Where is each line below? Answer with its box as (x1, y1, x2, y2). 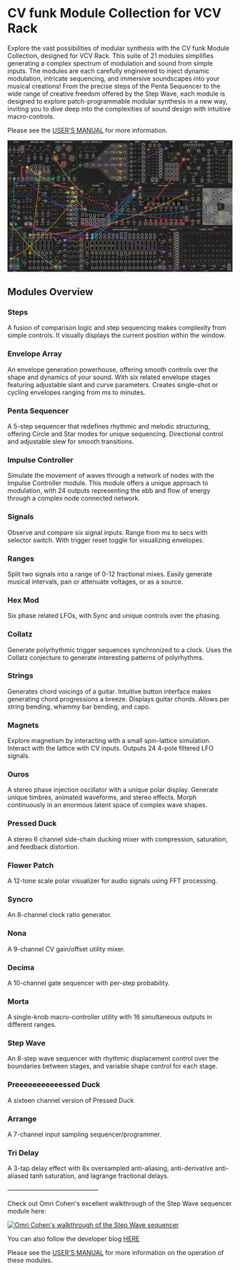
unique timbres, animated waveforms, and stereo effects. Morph (7, 793, 197, 801)
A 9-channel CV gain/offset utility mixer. (7, 944, 126, 953)
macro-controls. (7, 112, 55, 121)
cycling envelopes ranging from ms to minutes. (7, 388, 146, 396)
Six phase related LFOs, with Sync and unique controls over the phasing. (7, 611, 221, 620)
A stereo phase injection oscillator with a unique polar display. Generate (7, 786, 219, 794)
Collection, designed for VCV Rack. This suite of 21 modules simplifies (7, 51, 214, 60)
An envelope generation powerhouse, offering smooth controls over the (7, 365, 219, 374)
